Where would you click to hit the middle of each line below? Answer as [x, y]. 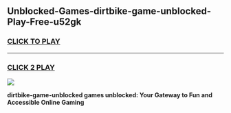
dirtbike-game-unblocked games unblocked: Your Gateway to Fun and [110, 95]
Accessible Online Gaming [46, 102]
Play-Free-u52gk [44, 22]
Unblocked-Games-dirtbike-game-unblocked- [109, 11]
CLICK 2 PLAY [31, 67]
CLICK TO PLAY [34, 42]
